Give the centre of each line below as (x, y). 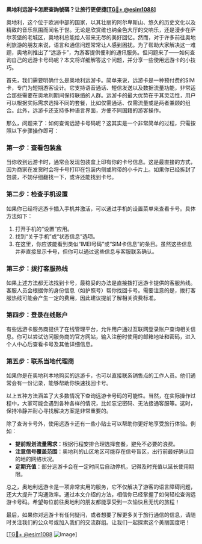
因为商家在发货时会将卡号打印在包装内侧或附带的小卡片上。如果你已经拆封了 (101, 170)
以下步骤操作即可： (35, 131)
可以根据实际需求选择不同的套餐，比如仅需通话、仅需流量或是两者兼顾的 (96, 103)
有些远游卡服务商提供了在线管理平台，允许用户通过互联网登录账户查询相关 (98, 329)
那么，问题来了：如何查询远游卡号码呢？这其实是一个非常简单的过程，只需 (98, 123)
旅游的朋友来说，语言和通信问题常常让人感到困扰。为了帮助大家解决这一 (101, 45)
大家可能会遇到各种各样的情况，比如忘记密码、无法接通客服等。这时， (109, 404)
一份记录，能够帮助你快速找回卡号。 (67, 383)
